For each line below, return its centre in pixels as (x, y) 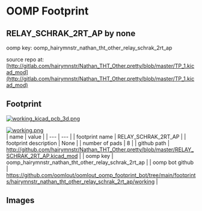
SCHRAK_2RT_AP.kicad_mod (42, 156)
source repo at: (25, 59)
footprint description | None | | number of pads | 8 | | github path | (88, 143)
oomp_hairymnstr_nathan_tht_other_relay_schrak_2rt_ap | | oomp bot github (100, 162)
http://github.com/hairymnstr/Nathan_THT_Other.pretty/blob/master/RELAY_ (100, 150)
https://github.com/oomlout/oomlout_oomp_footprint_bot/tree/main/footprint (101, 175)
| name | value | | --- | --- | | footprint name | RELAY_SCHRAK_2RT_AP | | (96, 136)
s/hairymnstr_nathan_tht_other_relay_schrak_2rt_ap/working (81, 181)
